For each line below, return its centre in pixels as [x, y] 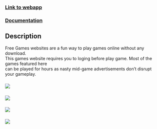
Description [23, 36]
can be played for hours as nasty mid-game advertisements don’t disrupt [78, 69]
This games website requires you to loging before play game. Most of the [78, 58]
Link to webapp [24, 7]
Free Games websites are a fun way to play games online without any [75, 48]
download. [16, 53]
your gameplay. [21, 74]
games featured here [26, 64]
